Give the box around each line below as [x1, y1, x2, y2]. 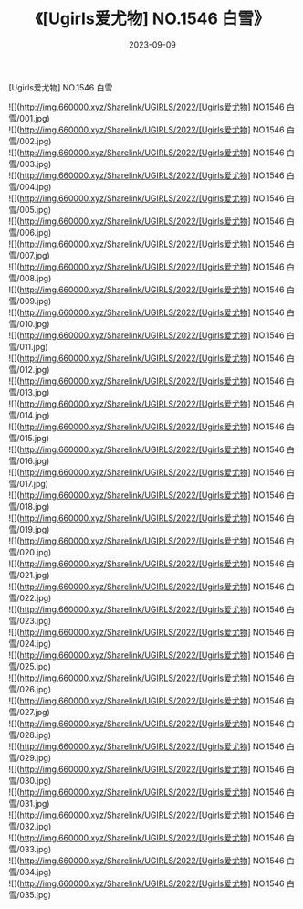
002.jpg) [19, 135, 52, 146]
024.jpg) [19, 638, 52, 649]
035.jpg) [19, 889, 52, 900]
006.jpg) [19, 227, 52, 238]
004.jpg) [19, 181, 52, 192]
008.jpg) [19, 272, 52, 283]
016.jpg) [19, 455, 50, 466]
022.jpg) [19, 592, 52, 603]
